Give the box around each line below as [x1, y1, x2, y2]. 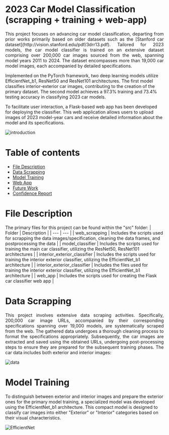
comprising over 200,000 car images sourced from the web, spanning [5, 52, 164, 58]
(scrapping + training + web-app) [5, 14, 147, 26]
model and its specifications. [5, 120, 65, 126]
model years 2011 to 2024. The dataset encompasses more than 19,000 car [5, 57, 164, 63]
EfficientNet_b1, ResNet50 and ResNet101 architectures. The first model [5, 78, 153, 84]
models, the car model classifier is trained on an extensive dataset [5, 47, 164, 53]
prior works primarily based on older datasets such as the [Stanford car [5, 36, 164, 42]
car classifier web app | [5, 278, 54, 284]
